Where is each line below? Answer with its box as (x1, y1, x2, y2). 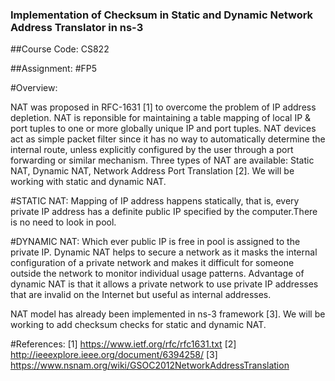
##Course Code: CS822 (10, 43, 110, 55)
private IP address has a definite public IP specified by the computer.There (10, 206, 318, 218)
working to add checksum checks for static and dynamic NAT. (10, 319, 267, 331)
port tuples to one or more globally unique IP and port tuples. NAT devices (10, 123, 317, 135)
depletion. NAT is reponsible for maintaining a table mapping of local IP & (10, 112, 312, 124)
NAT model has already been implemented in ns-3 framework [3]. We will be (10, 308, 326, 320)
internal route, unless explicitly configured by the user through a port (10, 144, 294, 156)
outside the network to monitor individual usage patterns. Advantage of (10, 268, 305, 280)
